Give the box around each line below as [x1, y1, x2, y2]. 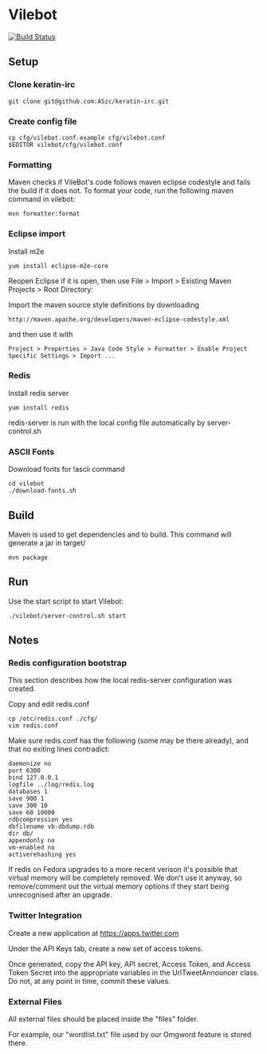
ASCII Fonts [8, 446, 55, 457]
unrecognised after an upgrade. [8, 890, 113, 900]
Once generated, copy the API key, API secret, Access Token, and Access [8, 959, 251, 969]
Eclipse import [8, 228, 66, 240]
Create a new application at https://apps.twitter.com [8, 928, 179, 937]
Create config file [8, 116, 77, 127]
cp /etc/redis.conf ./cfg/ [8, 715, 98, 723]
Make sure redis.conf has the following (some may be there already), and [8, 736, 249, 746]
